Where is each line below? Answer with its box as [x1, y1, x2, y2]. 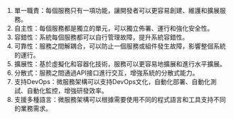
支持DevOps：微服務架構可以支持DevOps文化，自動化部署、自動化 [13, 78, 211, 86]
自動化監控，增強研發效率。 [26, 86, 108, 95]
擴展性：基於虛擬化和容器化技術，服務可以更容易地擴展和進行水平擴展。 [13, 60, 226, 68]
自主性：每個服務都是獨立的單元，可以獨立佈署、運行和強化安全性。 [13, 24, 214, 32]
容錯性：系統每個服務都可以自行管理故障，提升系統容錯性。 [13, 33, 189, 41]
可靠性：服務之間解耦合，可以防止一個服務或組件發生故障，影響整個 [13, 42, 214, 50]
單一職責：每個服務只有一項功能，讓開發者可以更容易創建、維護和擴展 [13, 6, 220, 14]
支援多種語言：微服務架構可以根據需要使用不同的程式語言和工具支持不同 [13, 95, 226, 103]
